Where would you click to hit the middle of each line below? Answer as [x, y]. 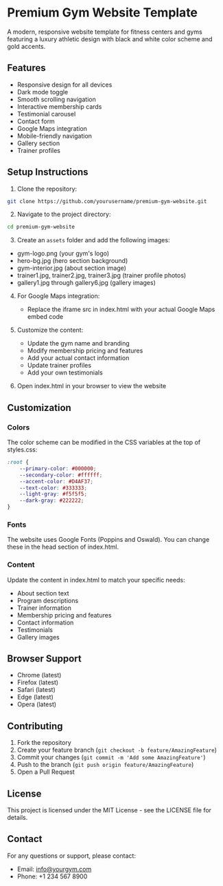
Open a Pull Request [46, 772]
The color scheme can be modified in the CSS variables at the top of [104, 442]
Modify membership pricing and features [85, 351]
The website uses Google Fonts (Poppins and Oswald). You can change [108, 540]
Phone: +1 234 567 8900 [52, 876]
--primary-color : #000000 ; [58, 468]
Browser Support [45, 658]
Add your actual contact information [78, 358]
